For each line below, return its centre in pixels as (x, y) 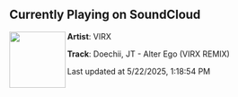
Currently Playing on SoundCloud (105, 15)
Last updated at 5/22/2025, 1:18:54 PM (139, 71)
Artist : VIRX (89, 36)
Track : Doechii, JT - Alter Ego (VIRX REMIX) (149, 54)
